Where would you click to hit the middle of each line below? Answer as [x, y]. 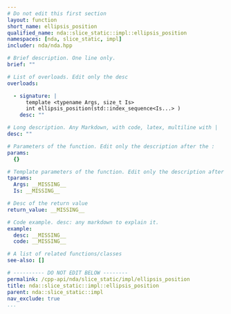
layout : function [32, 20]
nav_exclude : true [34, 298]
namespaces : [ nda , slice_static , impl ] [65, 39]
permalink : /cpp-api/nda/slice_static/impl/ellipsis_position [99, 279]
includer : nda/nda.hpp [40, 46]
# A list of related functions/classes [65, 254]
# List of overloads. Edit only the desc [68, 77]
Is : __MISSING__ [37, 191]
